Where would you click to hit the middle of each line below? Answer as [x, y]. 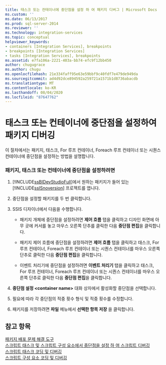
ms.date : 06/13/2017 [26, 19]
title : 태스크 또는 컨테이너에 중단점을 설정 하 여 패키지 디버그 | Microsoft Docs [81, 10]
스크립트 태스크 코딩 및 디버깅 [34, 352]
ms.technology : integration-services [44, 33]
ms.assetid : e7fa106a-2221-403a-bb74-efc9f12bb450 [58, 60]
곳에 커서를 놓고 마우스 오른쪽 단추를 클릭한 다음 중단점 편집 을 [84, 226]
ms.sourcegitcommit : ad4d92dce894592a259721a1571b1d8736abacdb [72, 79]
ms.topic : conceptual [27, 38]
